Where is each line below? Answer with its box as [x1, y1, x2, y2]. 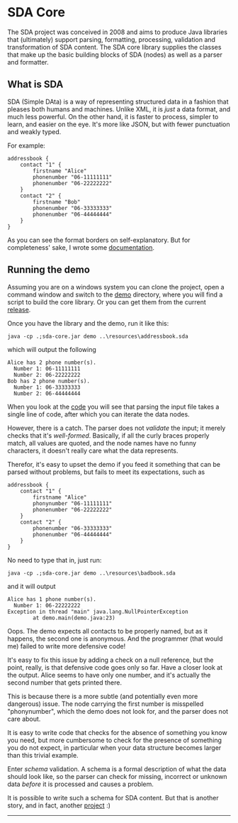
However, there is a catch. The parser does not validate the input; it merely [7, 424, 226, 432]
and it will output [7, 582, 56, 590]
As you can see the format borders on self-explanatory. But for [7, 236, 191, 244]
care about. [7, 714, 41, 723]
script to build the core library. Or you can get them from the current [7, 297, 207, 306]
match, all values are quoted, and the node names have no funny [7, 438, 197, 447]
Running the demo [7, 264, 91, 276]
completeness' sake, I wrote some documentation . [7, 243, 154, 252]
